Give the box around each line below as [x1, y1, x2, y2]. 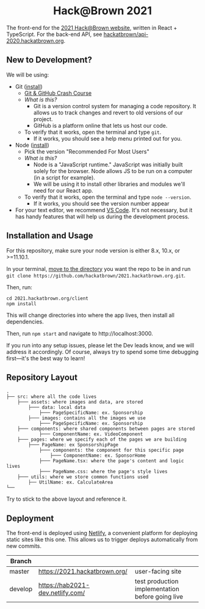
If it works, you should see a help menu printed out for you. [33, 135, 182, 142]
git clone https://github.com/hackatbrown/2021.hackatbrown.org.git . [6, 271, 186, 279]
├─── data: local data [28, 404, 86, 411]
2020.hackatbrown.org [6, 37, 64, 44]
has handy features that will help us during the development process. [15, 213, 190, 220]
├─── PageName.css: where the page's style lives [38, 468, 168, 475]
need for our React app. [33, 186, 93, 194]
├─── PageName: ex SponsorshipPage [28, 442, 119, 448]
